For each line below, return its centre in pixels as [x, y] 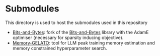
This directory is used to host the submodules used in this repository [76, 22]
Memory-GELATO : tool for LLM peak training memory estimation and [84, 42]
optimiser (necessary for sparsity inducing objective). [68, 37]
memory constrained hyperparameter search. [60, 48]
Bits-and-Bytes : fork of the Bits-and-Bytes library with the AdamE [81, 32]
